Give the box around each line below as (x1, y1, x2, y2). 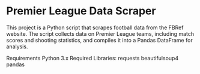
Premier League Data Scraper (6, 4, 156, 18)
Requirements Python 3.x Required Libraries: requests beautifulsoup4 (6, 54, 179, 61)
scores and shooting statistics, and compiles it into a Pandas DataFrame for (6, 36, 193, 44)
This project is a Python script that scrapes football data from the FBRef (6, 24, 184, 31)
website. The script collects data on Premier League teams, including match (6, 30, 194, 37)
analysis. (6, 43, 28, 50)
